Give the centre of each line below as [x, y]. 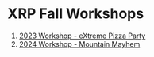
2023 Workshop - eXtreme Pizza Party [82, 36]
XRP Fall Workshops [76, 14]
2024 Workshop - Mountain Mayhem [79, 44]
